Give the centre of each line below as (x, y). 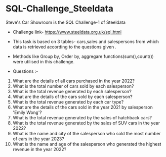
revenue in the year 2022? (40, 149)
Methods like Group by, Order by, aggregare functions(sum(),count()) (83, 56)
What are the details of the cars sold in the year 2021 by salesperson (83, 107)
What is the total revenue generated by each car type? (68, 102)
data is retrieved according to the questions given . (64, 47)
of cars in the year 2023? (39, 139)
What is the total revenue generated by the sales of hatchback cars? (82, 117)
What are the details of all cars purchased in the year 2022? (74, 81)
